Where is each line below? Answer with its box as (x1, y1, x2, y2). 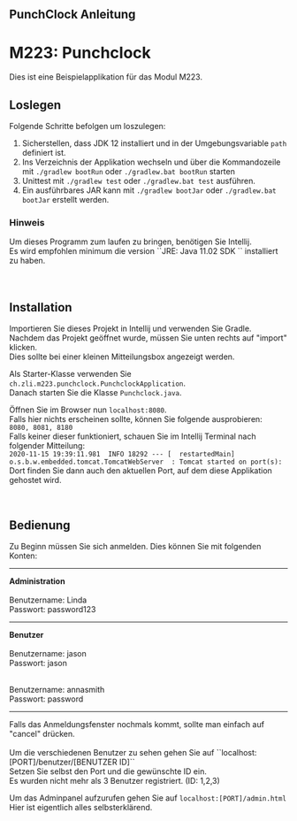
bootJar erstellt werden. (21, 195, 110, 205)
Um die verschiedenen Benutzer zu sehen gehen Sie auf (9, 748, 215, 758)
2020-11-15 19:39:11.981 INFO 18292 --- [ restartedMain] (9, 450, 236, 459)
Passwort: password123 (9, 604, 96, 615)
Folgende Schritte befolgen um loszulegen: (9, 121, 166, 132)
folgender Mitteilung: (9, 441, 86, 451)
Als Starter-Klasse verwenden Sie (9, 369, 132, 380)
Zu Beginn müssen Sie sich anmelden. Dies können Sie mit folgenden (9, 541, 262, 552)
